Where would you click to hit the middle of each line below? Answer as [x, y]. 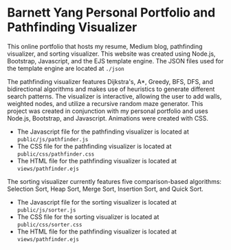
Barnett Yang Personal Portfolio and [111, 13]
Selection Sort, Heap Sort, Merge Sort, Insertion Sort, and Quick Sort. [106, 189]
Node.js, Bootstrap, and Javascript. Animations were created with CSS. [108, 118]
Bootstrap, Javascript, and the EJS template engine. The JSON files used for [115, 61]
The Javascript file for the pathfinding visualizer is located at [103, 132]
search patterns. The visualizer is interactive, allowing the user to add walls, [114, 96]
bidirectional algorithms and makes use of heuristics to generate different [111, 89]
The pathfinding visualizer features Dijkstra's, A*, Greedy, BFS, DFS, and [110, 81]
